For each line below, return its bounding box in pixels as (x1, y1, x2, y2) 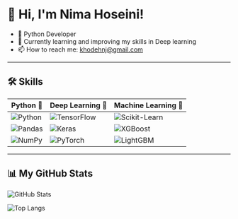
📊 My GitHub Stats (7, 167, 93, 179)
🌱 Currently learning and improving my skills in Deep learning (17, 37, 197, 45)
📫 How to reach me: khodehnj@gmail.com (17, 45, 144, 54)
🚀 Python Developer (17, 30, 76, 38)
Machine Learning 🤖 (113, 100, 183, 110)
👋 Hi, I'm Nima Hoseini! (7, 6, 144, 23)
